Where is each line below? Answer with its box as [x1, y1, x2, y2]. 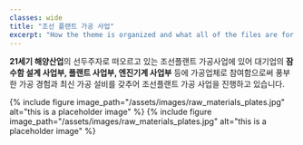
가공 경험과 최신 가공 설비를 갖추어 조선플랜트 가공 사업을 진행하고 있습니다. [18, 79, 286, 90]
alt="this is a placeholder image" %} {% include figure [9, 106, 212, 118]
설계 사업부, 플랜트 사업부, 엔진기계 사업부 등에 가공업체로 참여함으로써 [25, 67, 274, 78]
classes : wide [9, 13, 64, 23]
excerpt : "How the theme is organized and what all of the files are [9, 30, 279, 39]
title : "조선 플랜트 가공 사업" [9, 22, 115, 31]
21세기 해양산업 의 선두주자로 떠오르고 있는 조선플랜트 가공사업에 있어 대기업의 [9, 56, 284, 67]
